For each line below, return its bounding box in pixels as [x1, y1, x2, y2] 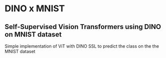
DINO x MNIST [4, 3, 65, 14]
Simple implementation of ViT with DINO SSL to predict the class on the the [4, 43, 159, 49]
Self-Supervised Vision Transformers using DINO [4, 23, 162, 31]
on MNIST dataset [4, 30, 62, 38]
